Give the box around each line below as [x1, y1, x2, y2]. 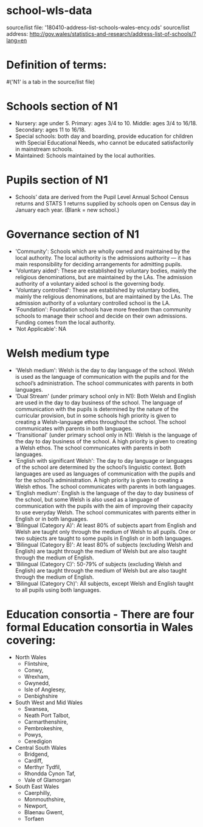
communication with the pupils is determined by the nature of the [15, 405, 179, 412]
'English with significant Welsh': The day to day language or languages [15, 457, 193, 464]
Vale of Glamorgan [24, 776, 71, 783]
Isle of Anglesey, [24, 685, 66, 693]
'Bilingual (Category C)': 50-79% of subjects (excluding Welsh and [15, 560, 182, 567]
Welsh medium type [6, 346, 109, 360]
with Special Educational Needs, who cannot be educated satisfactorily [15, 139, 194, 146]
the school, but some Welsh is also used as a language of [15, 496, 159, 503]
